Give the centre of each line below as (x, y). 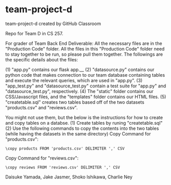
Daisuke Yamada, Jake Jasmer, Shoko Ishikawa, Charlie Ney (69, 177)
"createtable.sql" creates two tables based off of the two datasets (75, 102)
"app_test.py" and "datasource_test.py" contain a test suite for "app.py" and (86, 86)
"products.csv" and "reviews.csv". (41, 107)
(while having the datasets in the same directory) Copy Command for (78, 133)
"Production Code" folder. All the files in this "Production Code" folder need (85, 49)
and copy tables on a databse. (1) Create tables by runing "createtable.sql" (84, 123)
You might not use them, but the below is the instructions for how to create (84, 117)
